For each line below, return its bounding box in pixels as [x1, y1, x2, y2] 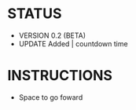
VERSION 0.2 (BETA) [18, 31, 86, 40]
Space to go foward [18, 92, 83, 102]
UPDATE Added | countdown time [18, 38, 128, 48]
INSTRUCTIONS [7, 67, 113, 85]
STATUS [7, 5, 62, 23]
